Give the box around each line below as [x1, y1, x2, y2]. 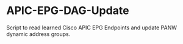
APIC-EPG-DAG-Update [6, 4, 129, 18]
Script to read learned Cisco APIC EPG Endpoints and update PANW [6, 24, 177, 31]
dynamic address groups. [6, 30, 71, 37]
